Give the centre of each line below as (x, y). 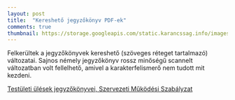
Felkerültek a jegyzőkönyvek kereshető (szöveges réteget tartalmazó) (108, 53)
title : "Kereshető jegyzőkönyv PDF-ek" (67, 20)
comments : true (29, 27)
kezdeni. (20, 76)
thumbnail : (23, 33)
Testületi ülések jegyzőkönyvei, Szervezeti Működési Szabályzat (100, 89)
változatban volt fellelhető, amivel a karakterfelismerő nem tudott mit (106, 68)
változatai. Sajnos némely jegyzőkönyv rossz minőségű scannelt (100, 61)
